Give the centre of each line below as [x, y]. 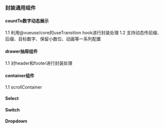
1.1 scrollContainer [24, 87]
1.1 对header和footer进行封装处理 [39, 63]
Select [12, 99]
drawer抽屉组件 [22, 51]
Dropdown [16, 121]
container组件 [20, 75]
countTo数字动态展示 [27, 20]
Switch [12, 110]
